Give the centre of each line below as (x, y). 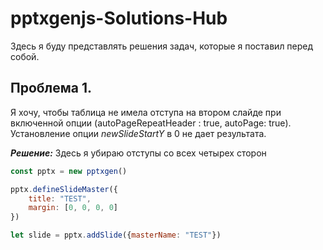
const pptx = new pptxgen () (69, 171)
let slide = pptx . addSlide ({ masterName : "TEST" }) (116, 235)
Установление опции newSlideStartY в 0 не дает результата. (138, 133)
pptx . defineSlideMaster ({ (64, 189)
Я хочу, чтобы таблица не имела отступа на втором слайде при (146, 112)
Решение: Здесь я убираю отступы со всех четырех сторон (138, 153)
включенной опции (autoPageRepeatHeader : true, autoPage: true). (151, 123)
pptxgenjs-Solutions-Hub (119, 18)
